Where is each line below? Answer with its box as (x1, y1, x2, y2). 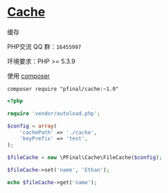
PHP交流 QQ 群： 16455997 (7, 42, 82, 50)
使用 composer (7, 72, 50, 80)
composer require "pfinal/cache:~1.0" (7, 85, 119, 92)
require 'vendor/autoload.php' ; (7, 110, 100, 117)
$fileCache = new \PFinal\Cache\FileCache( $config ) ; (7, 154, 162, 161)
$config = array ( (7, 122, 57, 130)
